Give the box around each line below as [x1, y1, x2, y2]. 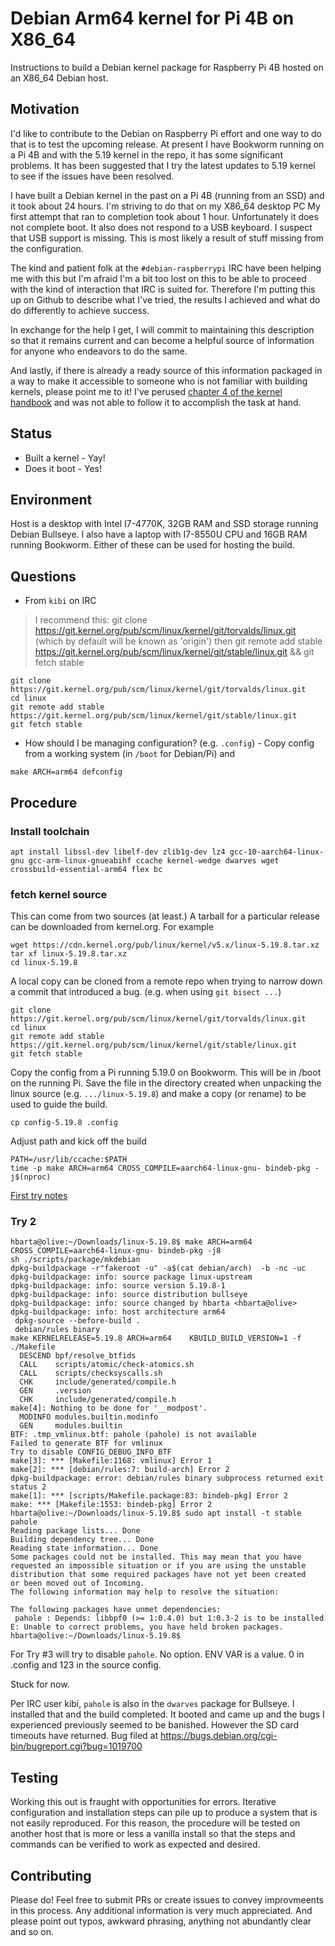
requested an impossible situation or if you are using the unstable [10, 1561, 307, 1571]
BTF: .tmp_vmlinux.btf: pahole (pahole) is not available [10, 1430, 257, 1440]
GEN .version [19, 1386, 92, 1396]
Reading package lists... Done [10, 1526, 141, 1536]
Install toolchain [10, 824, 90, 838]
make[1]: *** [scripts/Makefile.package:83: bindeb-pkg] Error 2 [10, 1491, 288, 1501]
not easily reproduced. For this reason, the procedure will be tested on [10, 1817, 301, 1829]
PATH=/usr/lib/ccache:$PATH [10, 1155, 128, 1165]
